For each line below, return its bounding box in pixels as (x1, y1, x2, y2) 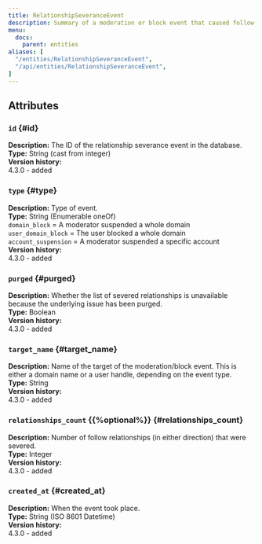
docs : (15, 33, 34, 42)
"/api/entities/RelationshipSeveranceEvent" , (15, 63, 167, 71)
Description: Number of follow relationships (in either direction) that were (8, 432, 246, 442)
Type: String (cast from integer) (8, 149, 111, 158)
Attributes (8, 99, 59, 112)
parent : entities (22, 41, 79, 49)
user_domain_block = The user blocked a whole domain (8, 228, 186, 237)
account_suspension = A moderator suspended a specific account (8, 237, 220, 246)
